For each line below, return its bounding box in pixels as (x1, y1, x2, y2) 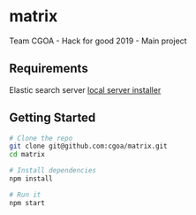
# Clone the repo (9, 134, 73, 142)
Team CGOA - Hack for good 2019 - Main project (9, 35, 187, 46)
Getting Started (9, 111, 96, 126)
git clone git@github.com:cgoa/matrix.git (9, 142, 168, 151)
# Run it (9, 190, 41, 199)
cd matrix (9, 150, 46, 159)
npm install (9, 174, 53, 183)
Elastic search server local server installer (9, 84, 162, 95)
